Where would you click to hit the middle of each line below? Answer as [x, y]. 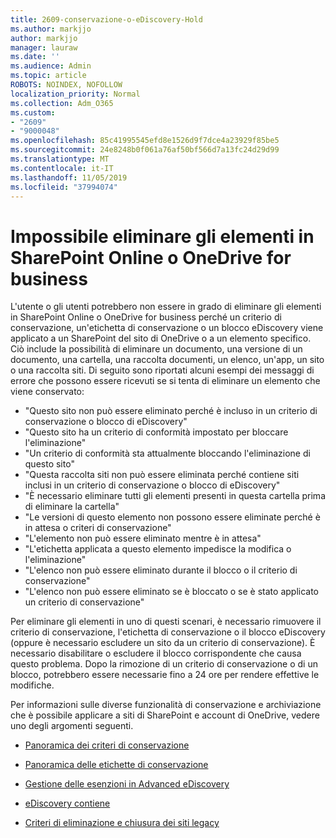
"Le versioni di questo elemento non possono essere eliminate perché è [172, 517]
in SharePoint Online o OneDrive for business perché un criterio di [146, 317]
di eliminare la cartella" [72, 507]
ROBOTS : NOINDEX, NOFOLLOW [66, 85]
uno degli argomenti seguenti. [72, 726]
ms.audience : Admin [51, 66]
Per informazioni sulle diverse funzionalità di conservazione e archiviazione [166, 705]
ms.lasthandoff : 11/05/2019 [69, 177]
